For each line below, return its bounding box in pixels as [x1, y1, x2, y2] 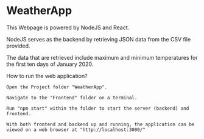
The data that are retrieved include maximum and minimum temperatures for [6, 54, 198, 61]
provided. [6, 42, 30, 49]
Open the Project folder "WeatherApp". [6, 84, 108, 90]
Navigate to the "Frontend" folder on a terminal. [6, 94, 138, 101]
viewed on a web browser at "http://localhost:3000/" [6, 126, 146, 133]
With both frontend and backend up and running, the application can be [6, 121, 195, 127]
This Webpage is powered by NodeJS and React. [6, 24, 130, 31]
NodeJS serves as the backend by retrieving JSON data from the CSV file [6, 35, 191, 43]
